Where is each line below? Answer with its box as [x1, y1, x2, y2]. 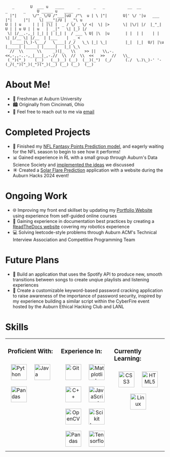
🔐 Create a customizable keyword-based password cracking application [12, 287, 163, 293]
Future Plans [5, 254, 59, 266]
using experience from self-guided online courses [12, 213, 117, 219]
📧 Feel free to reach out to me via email [12, 109, 95, 115]
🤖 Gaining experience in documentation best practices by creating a [12, 218, 154, 224]
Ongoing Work [5, 190, 68, 202]
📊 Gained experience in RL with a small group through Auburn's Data [12, 154, 158, 160]
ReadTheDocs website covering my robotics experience [12, 223, 130, 230]
